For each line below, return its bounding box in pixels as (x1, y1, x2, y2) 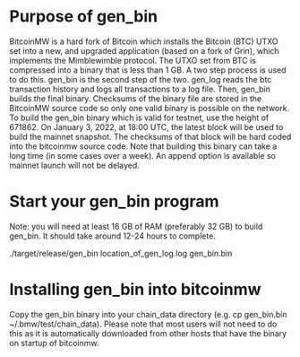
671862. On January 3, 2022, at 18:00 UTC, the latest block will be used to (9, 121, 284, 132)
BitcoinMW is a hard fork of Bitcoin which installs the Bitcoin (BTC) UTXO (9, 36, 279, 47)
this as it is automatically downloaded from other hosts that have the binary (9, 327, 287, 338)
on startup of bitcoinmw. (9, 337, 100, 348)
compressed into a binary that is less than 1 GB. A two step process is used (9, 65, 287, 75)
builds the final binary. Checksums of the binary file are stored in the (9, 92, 262, 104)
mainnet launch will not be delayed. (9, 160, 141, 170)
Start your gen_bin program (9, 191, 219, 212)
